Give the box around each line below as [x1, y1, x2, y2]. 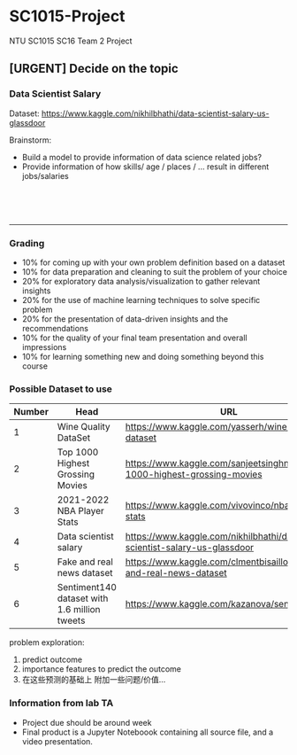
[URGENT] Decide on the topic [9, 61, 179, 76]
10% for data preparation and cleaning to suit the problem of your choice [21, 266, 287, 276]
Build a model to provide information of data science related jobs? [21, 152, 263, 162]
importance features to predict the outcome [21, 664, 182, 674]
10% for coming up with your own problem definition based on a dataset [21, 257, 286, 268]
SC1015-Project [9, 6, 126, 27]
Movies [57, 479, 88, 492]
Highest [57, 457, 90, 470]
